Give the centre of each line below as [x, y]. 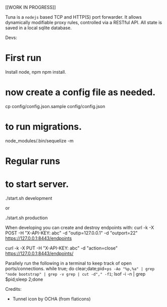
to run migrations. [44, 127]
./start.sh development [29, 198]
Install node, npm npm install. [36, 72]
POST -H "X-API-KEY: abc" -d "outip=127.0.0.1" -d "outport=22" [71, 233]
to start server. [37, 184]
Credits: [13, 289]
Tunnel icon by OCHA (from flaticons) [51, 299]
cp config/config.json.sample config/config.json [55, 106]
